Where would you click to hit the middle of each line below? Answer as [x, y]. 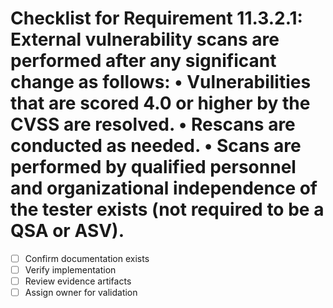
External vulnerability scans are [145, 39]
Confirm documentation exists [87, 258]
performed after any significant [143, 61]
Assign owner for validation [81, 293]
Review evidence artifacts [78, 281]
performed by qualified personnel [153, 167]
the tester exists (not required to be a [167, 209]
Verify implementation [70, 270]
